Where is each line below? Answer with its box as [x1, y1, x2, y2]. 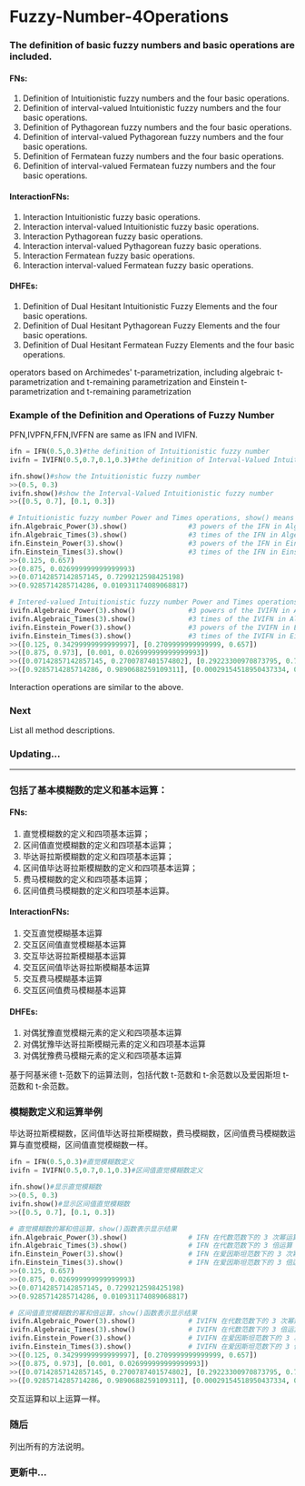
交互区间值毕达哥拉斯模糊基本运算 [22, 961, 151, 972]
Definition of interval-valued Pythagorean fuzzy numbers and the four [22, 132, 284, 143]
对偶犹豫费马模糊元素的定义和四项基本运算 [22, 1050, 182, 1061]
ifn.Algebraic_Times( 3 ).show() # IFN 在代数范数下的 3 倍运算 [9, 1241, 293, 1250]
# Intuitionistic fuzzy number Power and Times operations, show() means [9, 514, 295, 523]
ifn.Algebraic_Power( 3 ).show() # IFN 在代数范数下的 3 [9, 1232, 269, 1242]
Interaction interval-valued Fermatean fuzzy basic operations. [22, 259, 254, 270]
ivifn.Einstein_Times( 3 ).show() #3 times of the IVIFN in [9, 631, 286, 640]
